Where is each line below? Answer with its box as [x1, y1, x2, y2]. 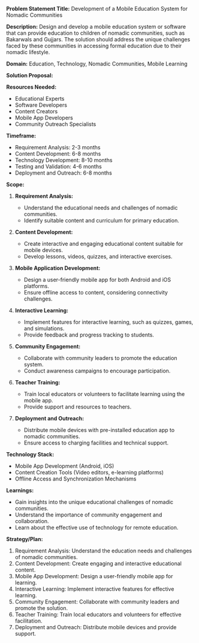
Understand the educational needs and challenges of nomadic [23, 204, 178, 211]
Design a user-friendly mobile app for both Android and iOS [23, 276, 171, 283]
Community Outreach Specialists [14, 121, 97, 128]
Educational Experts [14, 95, 65, 102]
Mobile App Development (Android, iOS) [14, 462, 114, 470]
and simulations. [23, 325, 65, 332]
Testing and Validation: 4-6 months [14, 163, 102, 170]
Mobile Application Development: [14, 265, 101, 272]
